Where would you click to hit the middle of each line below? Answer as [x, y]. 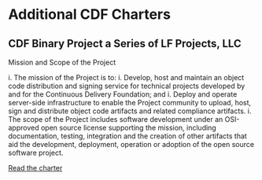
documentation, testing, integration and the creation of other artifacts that [128, 136]
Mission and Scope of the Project [62, 62]
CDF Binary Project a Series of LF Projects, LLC [125, 44]
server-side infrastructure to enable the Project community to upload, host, [130, 103]
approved [24, 128]
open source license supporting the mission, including [128, 128]
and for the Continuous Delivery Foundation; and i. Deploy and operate [123, 94]
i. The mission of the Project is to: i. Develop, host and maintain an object [126, 77]
